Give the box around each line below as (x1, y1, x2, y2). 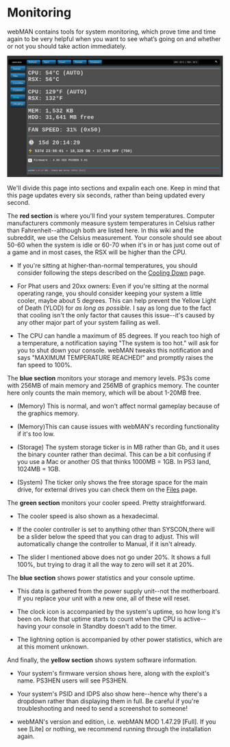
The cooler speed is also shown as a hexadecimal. (16, 512, 159, 520)
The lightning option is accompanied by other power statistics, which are (16, 635, 222, 644)
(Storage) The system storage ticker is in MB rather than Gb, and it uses (16, 443, 220, 451)
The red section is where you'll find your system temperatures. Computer (7, 211, 215, 220)
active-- (183, 615, 207, 623)
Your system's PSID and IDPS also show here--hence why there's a (16, 689, 207, 698)
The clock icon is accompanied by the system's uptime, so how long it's (16, 607, 220, 615)
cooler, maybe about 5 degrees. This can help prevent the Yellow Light (16, 296, 217, 304)
